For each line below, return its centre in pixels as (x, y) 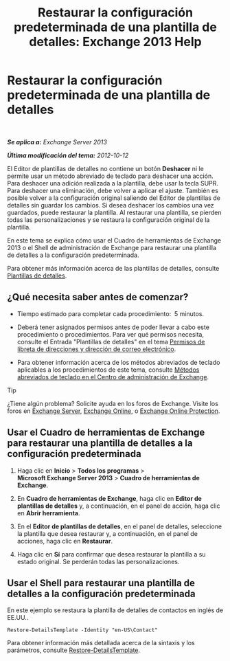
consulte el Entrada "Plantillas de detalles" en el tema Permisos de (111, 341)
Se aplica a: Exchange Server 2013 (57, 142)
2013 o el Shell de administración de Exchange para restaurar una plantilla (112, 247)
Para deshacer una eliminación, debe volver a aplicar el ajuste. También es (113, 190)
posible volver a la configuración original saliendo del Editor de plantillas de (114, 198)
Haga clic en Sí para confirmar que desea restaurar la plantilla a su (111, 554)
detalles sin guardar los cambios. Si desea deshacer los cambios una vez (111, 205)
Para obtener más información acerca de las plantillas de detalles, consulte (113, 268)
